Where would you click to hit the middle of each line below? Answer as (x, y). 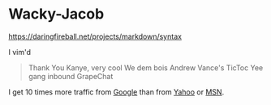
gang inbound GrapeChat (71, 76)
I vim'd (19, 52)
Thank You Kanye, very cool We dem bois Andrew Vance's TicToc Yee (146, 67)
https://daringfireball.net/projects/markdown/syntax (95, 36)
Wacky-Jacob (56, 14)
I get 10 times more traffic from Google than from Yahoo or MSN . (116, 92)
